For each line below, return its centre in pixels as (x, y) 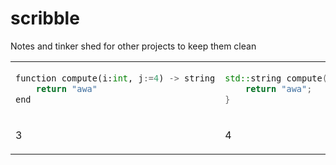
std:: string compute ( (276, 78)
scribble (45, 18)
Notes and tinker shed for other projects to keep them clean (133, 46)
